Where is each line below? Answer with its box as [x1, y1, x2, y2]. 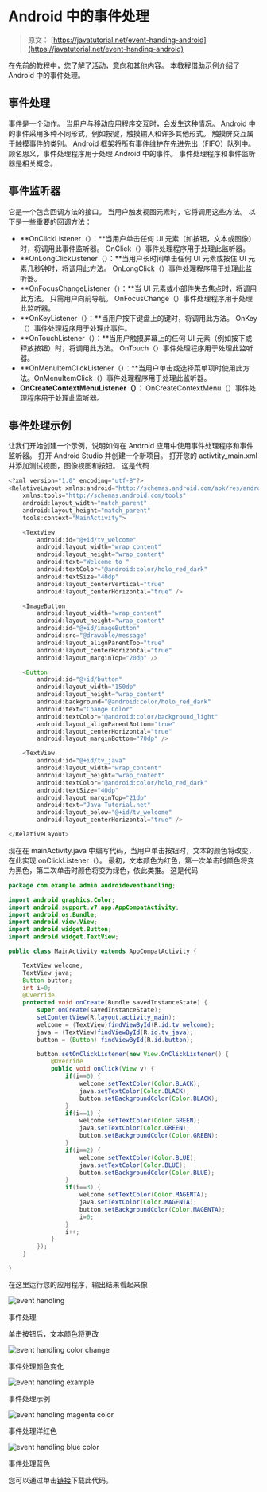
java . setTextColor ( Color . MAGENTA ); [79, 1198, 197, 1206]
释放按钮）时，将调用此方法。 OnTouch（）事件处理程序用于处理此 [19, 343, 240, 353]
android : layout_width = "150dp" [37, 683, 137, 691]
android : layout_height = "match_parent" [22, 507, 151, 515]
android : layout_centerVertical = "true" [37, 580, 165, 588]
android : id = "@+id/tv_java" [37, 757, 126, 765]
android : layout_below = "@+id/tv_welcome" [37, 809, 172, 816]
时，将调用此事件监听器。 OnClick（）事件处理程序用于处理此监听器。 [19, 244, 250, 253]
